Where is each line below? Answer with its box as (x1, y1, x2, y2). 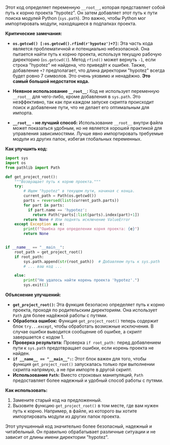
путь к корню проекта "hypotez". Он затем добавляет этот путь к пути (5, 10, 158, 16)
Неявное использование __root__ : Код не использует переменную (12, 88, 160, 94)
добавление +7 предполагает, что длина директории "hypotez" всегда (12, 67, 165, 73)
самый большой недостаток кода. (12, 78, 90, 84)
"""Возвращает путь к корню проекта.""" (14, 179, 101, 184)
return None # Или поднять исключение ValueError (23, 217, 130, 222)
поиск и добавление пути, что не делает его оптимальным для (12, 104, 150, 110)
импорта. (12, 110, 33, 116)
